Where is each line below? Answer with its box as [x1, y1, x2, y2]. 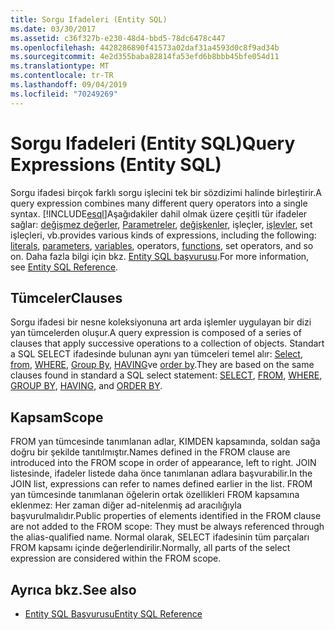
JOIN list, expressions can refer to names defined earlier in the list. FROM [10, 478, 313, 490]
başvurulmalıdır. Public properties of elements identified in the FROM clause [10, 510, 322, 522]
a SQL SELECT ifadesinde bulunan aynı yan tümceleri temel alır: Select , [10, 348, 303, 360]
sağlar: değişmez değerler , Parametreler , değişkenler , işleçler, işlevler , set [10, 218, 313, 230]
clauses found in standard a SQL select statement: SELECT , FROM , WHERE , [10, 369, 323, 381]
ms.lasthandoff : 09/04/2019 [10, 80, 128, 90]
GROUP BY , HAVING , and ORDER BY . [10, 380, 163, 392]
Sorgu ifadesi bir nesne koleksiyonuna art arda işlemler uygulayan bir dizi [10, 316, 312, 328]
